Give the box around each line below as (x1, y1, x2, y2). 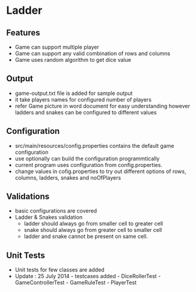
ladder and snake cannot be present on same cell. (23, 233, 149, 240)
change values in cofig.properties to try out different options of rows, (14, 168, 186, 175)
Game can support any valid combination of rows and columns (14, 50, 171, 57)
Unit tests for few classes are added (14, 266, 105, 273)
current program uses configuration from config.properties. (14, 161, 162, 168)
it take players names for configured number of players (14, 96, 152, 103)
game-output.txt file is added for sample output (14, 90, 133, 97)
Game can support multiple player (14, 43, 99, 50)
